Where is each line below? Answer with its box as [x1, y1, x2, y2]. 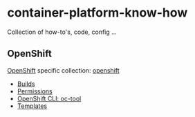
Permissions [17, 87, 53, 95]
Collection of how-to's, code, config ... [7, 28, 118, 36]
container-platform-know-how [7, 5, 188, 21]
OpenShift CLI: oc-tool [17, 94, 82, 102]
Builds [17, 80, 35, 88]
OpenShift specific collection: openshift [7, 66, 120, 74]
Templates [17, 102, 47, 110]
